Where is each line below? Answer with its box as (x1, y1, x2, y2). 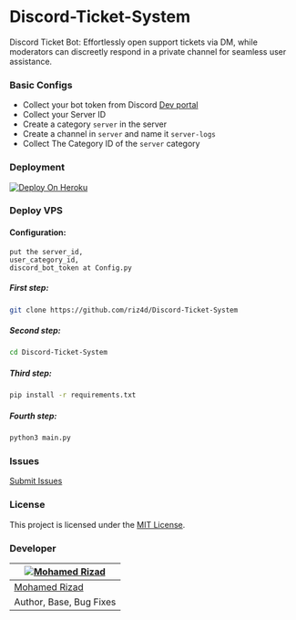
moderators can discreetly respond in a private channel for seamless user (9, 46, 287, 57)
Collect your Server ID (22, 109, 107, 120)
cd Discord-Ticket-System (9, 348, 107, 357)
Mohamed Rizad (14, 581, 84, 594)
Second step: (9, 325, 61, 336)
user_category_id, (9, 255, 79, 264)
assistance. (9, 56, 53, 67)
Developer (9, 542, 56, 554)
